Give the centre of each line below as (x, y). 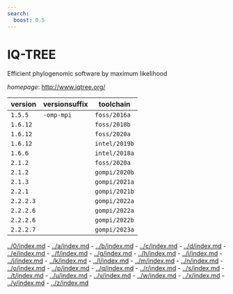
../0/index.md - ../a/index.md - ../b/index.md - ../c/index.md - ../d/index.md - (117, 246)
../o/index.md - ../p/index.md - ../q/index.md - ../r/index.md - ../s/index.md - (116, 268)
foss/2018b (113, 125)
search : (18, 14)
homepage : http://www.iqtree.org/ (56, 87)
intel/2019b (114, 144)
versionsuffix (65, 104)
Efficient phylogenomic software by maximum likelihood (87, 74)
